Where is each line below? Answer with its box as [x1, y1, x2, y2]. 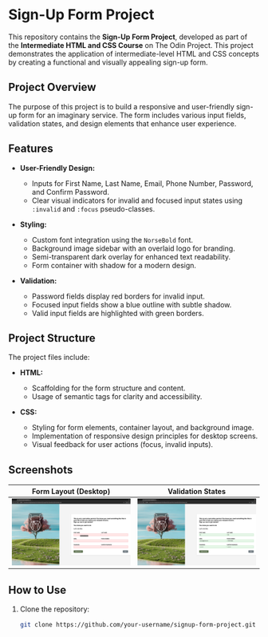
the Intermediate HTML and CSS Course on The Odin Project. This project [8, 40, 254, 49]
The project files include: [8, 353, 90, 362]
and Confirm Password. [31, 187, 110, 196]
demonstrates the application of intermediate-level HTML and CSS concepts [8, 49, 259, 58]
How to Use [8, 583, 67, 596]
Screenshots [8, 463, 73, 477]
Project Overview [8, 81, 97, 94]
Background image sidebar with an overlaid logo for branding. [31, 243, 235, 253]
